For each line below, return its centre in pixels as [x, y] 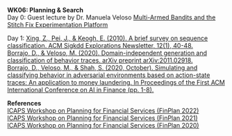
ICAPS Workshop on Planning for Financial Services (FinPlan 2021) [102, 118]
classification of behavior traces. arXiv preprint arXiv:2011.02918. [100, 60]
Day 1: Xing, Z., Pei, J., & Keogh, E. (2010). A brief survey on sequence [108, 38]
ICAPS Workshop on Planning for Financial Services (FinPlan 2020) [103, 125]
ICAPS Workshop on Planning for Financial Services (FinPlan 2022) [103, 111]
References [24, 103]
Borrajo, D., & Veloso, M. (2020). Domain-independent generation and [107, 53]
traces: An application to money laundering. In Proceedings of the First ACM [116, 82]
